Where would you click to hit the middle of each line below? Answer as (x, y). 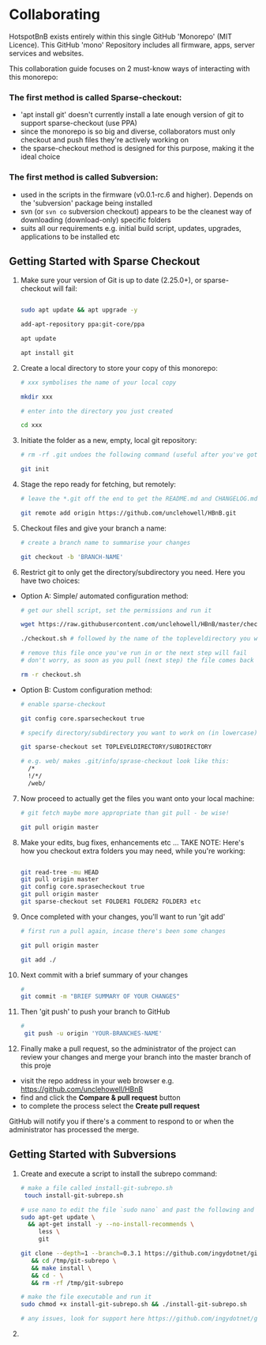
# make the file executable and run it (86, 1297)
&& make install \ (62, 1268)
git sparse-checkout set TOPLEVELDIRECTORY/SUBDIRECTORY (116, 747)
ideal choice (40, 157)
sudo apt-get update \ (58, 1217)
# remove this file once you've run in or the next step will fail (133, 653)
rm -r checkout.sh (51, 674)
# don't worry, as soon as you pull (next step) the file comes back (137, 661)
